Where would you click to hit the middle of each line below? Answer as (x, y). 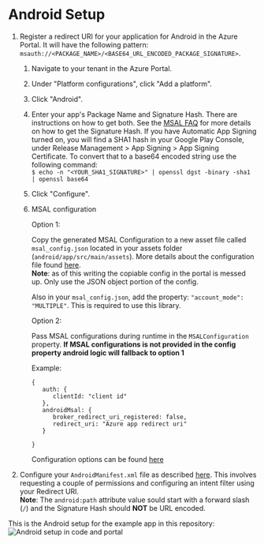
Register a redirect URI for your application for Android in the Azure (128, 36)
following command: (64, 164)
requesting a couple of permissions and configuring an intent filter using (137, 482)
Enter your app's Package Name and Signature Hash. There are (134, 114)
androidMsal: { (67, 410)
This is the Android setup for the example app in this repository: (112, 523)
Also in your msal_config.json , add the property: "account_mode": (138, 297)
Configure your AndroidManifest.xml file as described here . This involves (138, 475)
